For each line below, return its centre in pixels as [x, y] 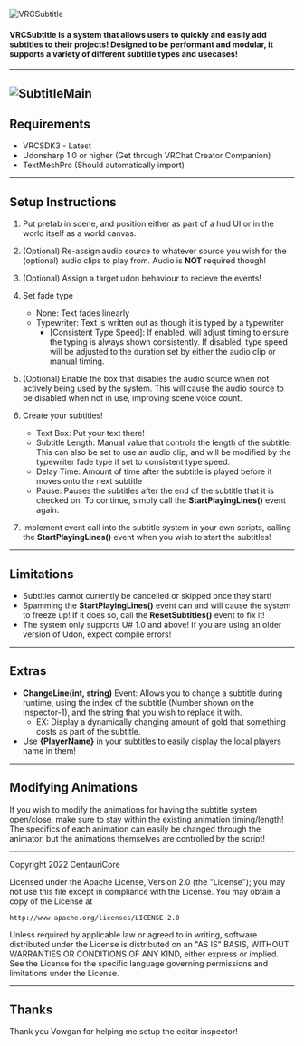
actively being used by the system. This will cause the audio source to [153, 388]
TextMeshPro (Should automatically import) [104, 165]
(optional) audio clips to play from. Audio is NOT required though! [144, 261]
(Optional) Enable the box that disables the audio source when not [146, 379]
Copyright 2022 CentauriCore [65, 864]
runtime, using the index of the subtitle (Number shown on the [138, 702]
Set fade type [48, 296]
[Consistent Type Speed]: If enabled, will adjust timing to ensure [169, 333]
